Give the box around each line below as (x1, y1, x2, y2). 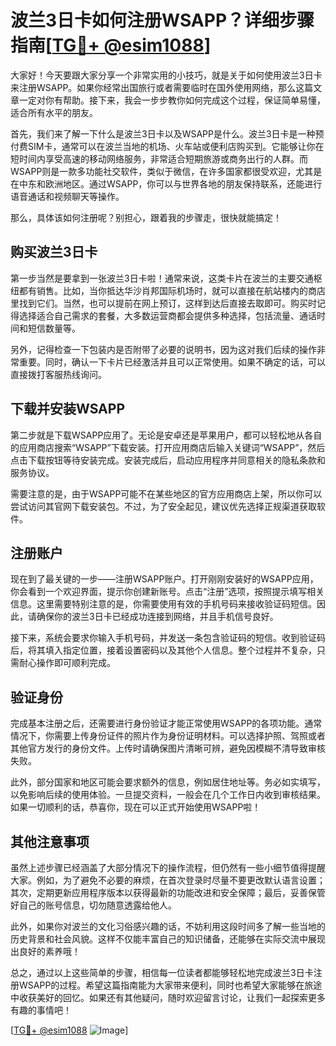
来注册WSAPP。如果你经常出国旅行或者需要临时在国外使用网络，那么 (10, 81, 297, 93)
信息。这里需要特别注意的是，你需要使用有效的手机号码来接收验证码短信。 (10, 598, 317, 610)
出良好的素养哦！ (10, 946, 81, 957)
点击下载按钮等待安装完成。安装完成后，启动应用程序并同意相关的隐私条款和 (10, 454, 326, 466)
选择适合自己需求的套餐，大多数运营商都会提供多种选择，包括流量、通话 (18, 309, 317, 321)
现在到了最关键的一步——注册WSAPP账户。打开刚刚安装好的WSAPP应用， (10, 573, 319, 585)
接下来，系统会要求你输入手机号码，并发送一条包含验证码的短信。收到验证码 (10, 632, 326, 644)
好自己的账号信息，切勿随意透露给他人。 (10, 899, 177, 911)
